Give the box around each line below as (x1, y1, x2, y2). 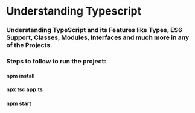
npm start (6, 100, 31, 107)
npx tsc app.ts (6, 86, 43, 93)
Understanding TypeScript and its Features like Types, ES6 (6, 26, 183, 34)
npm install (6, 72, 35, 79)
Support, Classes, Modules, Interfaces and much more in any (6, 33, 190, 42)
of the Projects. (6, 41, 53, 50)
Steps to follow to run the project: (6, 57, 107, 66)
